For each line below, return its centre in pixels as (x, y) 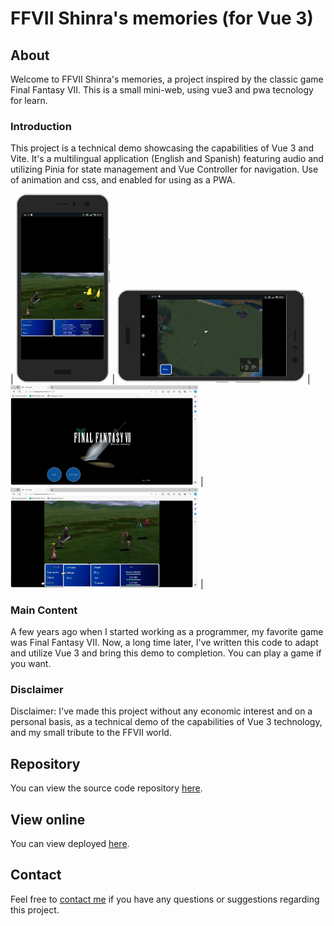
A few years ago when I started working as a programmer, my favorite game (167, 632)
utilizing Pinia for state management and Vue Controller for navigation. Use (164, 169)
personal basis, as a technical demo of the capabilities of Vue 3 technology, (166, 722)
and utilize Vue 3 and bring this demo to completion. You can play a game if (166, 653)
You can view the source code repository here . (106, 788)
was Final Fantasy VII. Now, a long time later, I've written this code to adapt (164, 643)
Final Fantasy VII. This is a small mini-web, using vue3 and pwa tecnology (162, 90)
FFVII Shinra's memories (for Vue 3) (162, 18)
